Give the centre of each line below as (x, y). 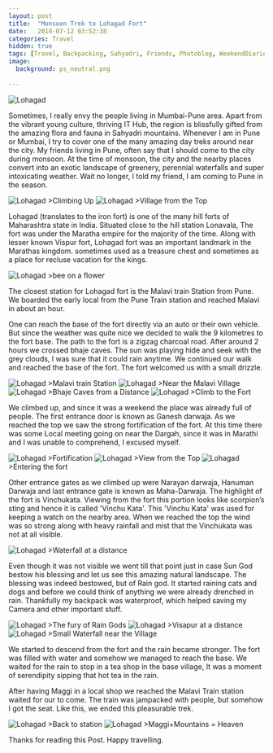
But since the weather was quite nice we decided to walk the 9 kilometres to (136, 333)
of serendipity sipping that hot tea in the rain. (84, 675)
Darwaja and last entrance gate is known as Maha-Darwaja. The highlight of (135, 491)
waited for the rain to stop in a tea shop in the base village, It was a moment (135, 666)
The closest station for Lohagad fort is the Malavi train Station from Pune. (131, 291)
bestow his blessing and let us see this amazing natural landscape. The (128, 574)
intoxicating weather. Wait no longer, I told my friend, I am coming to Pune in (136, 176)
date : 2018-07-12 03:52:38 (58, 31)
